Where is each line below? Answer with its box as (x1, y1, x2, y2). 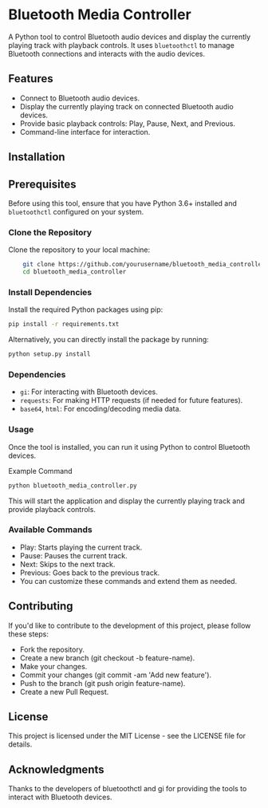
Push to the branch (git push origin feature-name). (19, 678, 186, 688)
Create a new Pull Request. (19, 687, 109, 696)
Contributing (8, 600, 73, 613)
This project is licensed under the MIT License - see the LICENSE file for (8, 731, 246, 741)
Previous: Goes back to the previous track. (19, 568, 160, 577)
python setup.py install (8, 350, 91, 358)
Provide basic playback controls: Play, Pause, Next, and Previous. (19, 118, 235, 128)
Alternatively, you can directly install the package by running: (8, 335, 209, 345)
